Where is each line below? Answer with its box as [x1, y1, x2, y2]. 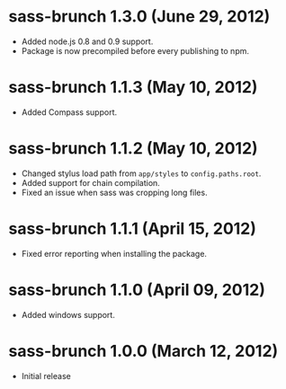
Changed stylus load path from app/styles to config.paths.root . [21, 168, 262, 179]
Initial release [21, 370, 71, 381]
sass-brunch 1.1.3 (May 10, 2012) [8, 77, 258, 98]
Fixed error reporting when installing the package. [21, 248, 208, 259]
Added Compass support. [21, 106, 118, 118]
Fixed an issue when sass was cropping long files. [21, 187, 208, 198]
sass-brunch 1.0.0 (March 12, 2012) [8, 340, 279, 361]
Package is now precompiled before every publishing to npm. [21, 45, 249, 56]
